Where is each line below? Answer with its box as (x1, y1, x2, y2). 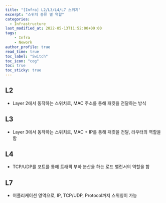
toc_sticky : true (5, 68, 42, 73)
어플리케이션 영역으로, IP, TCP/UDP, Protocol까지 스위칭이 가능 (12, 192, 137, 198)
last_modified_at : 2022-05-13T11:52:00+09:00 (5, 26, 102, 31)
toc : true (5, 63, 26, 68)
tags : (5, 30, 17, 35)
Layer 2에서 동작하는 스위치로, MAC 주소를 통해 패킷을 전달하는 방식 (12, 100, 146, 106)
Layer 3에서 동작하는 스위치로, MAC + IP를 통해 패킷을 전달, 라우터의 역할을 (12, 128, 161, 135)
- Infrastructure (10, 21, 46, 26)
